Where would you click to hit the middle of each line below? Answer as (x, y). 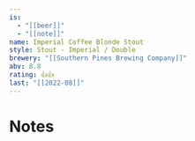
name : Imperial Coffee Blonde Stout (76, 42)
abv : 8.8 (25, 67)
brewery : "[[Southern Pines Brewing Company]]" (98, 58)
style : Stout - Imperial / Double (73, 50)
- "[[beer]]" (41, 26)
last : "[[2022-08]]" (47, 83)
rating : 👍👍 (32, 75)
